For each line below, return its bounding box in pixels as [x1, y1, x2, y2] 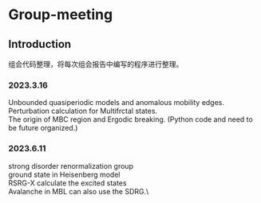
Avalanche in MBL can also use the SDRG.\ [8, 186, 149, 196]
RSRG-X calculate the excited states [8, 178, 127, 188]
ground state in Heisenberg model [8, 170, 121, 179]
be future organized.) [8, 123, 78, 133]
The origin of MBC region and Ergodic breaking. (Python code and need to [8, 115, 253, 124]
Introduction [8, 37, 72, 51]
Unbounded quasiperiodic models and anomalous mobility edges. [8, 98, 225, 107]
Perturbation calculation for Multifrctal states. [8, 106, 158, 116]
